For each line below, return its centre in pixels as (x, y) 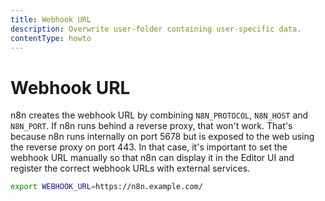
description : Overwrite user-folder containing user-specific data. (156, 29)
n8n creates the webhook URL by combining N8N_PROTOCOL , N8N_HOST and (159, 115)
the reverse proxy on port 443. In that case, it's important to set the (149, 147)
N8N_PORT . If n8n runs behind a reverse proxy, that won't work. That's (151, 126)
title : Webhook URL (51, 19)
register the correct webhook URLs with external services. (130, 168)
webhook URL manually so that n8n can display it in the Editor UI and (152, 158)
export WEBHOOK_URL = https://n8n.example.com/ (106, 187)
